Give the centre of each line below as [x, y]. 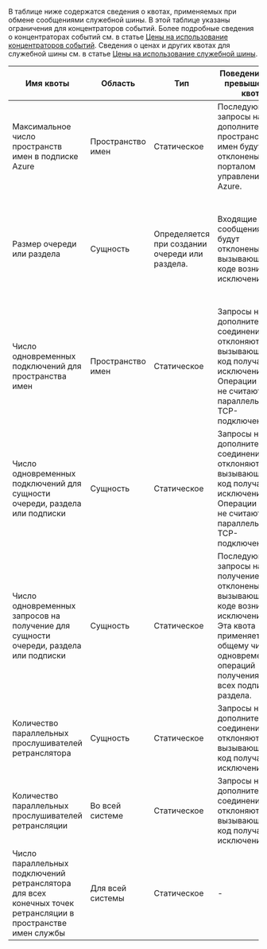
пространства [39, 376]
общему [233, 646]
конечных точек [43, 903]
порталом [236, 166]
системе [106, 816]
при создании [180, 244]
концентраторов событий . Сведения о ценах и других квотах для [119, 45]
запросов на [37, 616]
